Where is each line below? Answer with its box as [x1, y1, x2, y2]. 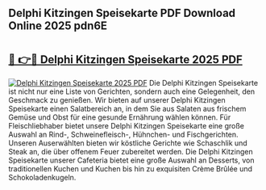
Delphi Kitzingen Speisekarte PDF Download [8, 6, 236, 20]
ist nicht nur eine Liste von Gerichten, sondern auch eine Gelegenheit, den [8, 87, 256, 96]
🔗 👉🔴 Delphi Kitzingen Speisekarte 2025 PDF [8, 53, 243, 66]
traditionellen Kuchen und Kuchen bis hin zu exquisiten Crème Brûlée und [8, 164, 252, 173]
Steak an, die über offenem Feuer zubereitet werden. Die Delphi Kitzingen [8, 147, 253, 156]
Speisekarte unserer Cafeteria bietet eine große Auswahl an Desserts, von [8, 155, 255, 165]
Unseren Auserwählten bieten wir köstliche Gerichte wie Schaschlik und [8, 138, 247, 148]
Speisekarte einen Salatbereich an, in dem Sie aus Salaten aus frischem [8, 104, 247, 113]
